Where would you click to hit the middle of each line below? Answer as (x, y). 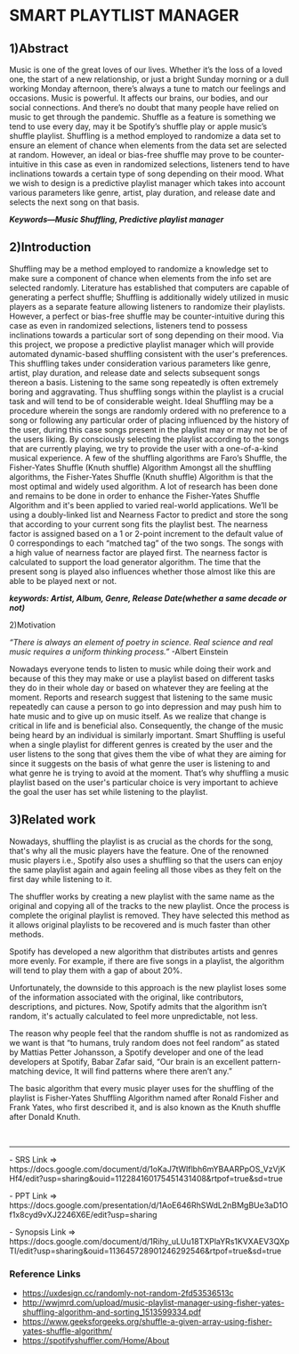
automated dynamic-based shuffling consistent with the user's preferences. (149, 353)
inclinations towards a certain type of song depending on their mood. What (147, 174)
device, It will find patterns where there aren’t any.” (139, 1071)
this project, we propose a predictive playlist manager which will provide (141, 345)
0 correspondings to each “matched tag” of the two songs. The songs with (146, 543)
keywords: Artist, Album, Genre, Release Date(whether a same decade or (148, 598)
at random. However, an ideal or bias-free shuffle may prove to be (130, 155)
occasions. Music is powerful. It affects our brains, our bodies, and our (139, 98)
